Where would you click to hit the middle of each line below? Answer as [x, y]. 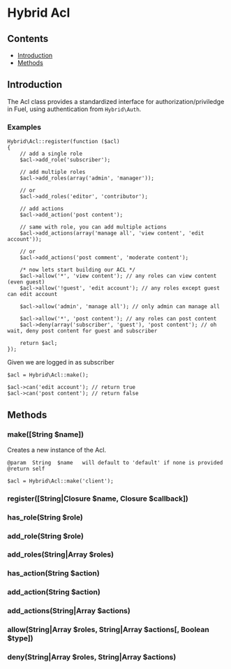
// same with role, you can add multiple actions [94, 227]
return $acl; [39, 344]
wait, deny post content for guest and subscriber [82, 331]
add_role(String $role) [45, 536]
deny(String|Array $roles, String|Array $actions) [92, 657]
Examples [24, 127]
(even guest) [26, 282]
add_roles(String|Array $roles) [60, 554]
